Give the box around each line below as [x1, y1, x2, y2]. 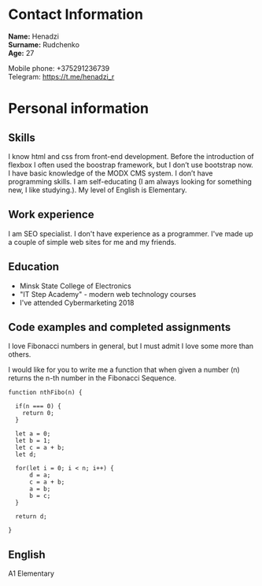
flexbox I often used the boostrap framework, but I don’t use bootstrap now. [8, 160, 253, 169]
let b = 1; [15, 437, 51, 445]
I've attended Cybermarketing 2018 [19, 298, 135, 307]
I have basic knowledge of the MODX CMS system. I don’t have [8, 168, 213, 178]
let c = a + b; [15, 443, 65, 452]
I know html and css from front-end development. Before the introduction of [8, 151, 254, 161]
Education [8, 260, 60, 273]
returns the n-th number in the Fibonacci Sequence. [8, 373, 177, 383]
